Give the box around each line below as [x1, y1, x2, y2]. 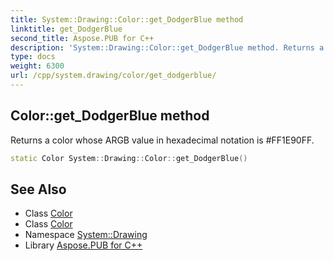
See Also [10, 181, 67, 198]
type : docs [10, 52, 56, 62]
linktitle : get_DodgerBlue [10, 24, 123, 34]
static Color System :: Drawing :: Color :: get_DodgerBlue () [10, 153, 248, 163]
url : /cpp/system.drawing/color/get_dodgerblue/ [10, 71, 217, 81]
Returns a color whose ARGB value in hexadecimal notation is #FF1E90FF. [10, 134, 315, 146]
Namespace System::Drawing [24, 229, 148, 241]
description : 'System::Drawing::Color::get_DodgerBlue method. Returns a [10, 42, 325, 53]
